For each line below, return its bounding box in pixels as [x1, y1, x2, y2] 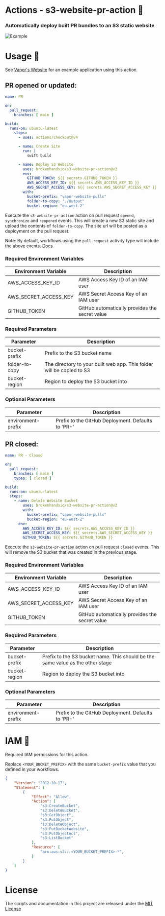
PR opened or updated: [5, 81, 77, 89]
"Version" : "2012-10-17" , [14, 780, 67, 785]
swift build [27, 153, 52, 158]
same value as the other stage [42, 659, 112, 666]
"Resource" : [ [31, 845, 60, 850]
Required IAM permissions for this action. [5, 752, 89, 758]
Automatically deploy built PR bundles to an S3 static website [5, 22, 155, 29]
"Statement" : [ [14, 785, 45, 790]
